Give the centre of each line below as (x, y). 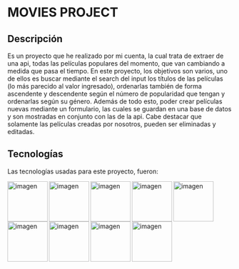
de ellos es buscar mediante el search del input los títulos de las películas (115, 78)
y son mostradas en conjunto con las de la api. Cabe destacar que (105, 116)
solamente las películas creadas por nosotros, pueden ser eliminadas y (112, 124)
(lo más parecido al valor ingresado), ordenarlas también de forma (105, 86)
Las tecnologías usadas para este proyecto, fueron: (83, 171)
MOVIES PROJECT (63, 12)
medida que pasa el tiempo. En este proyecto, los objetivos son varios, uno (118, 71)
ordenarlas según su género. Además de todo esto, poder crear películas (115, 101)
